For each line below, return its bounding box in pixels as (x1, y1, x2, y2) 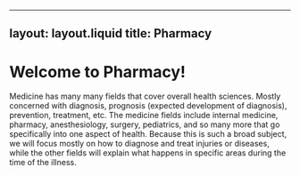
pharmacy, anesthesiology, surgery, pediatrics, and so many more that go (9, 119, 280, 130)
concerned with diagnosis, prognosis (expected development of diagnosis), (9, 100, 287, 111)
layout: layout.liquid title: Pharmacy (9, 26, 212, 41)
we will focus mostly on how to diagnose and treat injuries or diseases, (9, 139, 270, 149)
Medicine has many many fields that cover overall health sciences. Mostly (9, 91, 281, 102)
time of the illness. (9, 157, 78, 168)
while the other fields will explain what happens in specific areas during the (9, 147, 287, 158)
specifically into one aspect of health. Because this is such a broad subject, (9, 129, 287, 139)
